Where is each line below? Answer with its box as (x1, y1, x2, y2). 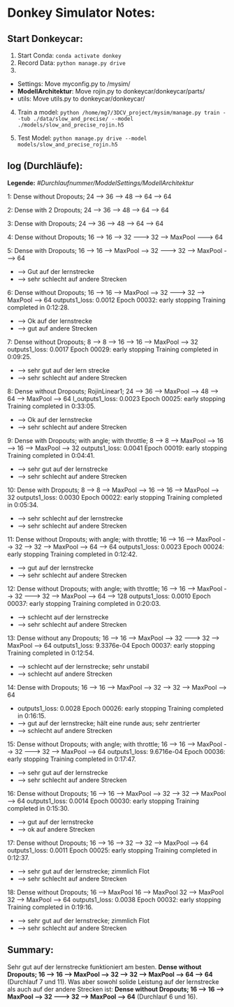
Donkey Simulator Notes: (7, 5, 156, 21)
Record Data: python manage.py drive (17, 59, 126, 67)
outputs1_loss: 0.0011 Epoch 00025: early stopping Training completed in (7, 846, 218, 854)
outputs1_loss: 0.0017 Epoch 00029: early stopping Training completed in (7, 345, 219, 354)
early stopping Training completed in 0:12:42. (7, 550, 138, 558)
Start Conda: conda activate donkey (17, 51, 122, 59)
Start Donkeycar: (7, 33, 83, 45)
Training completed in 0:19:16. (7, 903, 93, 911)
